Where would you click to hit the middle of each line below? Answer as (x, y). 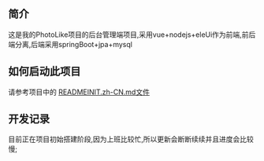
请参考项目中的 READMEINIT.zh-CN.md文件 (79, 92)
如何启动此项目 (45, 72)
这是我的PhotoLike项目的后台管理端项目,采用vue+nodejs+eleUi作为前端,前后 (132, 35)
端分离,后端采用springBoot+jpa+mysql (70, 44)
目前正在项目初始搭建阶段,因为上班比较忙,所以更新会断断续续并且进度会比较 (131, 139)
